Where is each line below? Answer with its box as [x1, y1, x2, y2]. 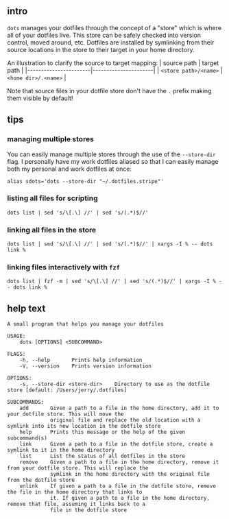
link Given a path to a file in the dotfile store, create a [19, 441, 213, 448]
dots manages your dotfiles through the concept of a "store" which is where [7, 23, 221, 32]
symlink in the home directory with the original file [50, 471, 210, 478]
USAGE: [7, 333, 26, 340]
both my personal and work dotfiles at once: [7, 165, 132, 173]
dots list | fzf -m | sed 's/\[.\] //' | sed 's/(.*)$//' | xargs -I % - [7, 278, 223, 285]
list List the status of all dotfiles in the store [19, 452, 186, 460]
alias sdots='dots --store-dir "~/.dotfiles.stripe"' [7, 178, 165, 184]
